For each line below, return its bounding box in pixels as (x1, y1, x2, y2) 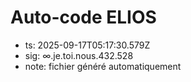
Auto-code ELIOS (10, 6, 157, 29)
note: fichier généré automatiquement (24, 60, 182, 72)
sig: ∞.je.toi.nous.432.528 (24, 49, 134, 61)
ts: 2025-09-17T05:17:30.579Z (24, 39, 151, 51)
